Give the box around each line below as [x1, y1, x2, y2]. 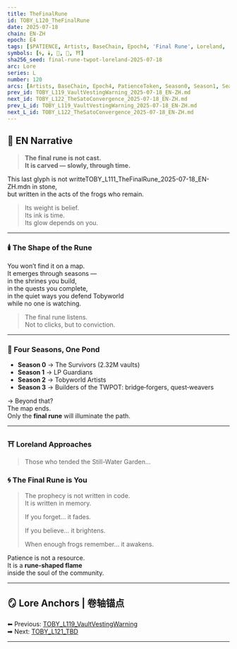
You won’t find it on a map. [7, 262, 85, 270]
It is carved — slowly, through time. [24, 161, 131, 169]
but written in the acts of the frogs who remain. [7, 190, 145, 198]
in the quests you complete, [7, 284, 88, 293]
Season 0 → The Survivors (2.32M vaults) [17, 360, 140, 369]
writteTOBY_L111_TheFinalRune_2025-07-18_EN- [68, 174, 209, 183]
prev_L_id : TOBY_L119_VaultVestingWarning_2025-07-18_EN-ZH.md [7, 102, 197, 109]
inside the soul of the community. [7, 569, 104, 577]
